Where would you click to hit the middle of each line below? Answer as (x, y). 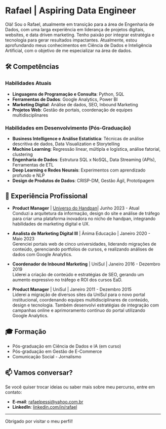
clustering (22, 154)
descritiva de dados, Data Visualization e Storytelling (66, 144)
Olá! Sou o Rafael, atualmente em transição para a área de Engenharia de (80, 24)
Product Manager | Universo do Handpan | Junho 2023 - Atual (76, 208)
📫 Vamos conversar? (39, 372)
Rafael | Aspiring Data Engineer (71, 11)
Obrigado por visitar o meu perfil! (39, 421)
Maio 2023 (23, 238)
